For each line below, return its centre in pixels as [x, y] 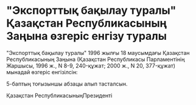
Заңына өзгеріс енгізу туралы [87, 36]
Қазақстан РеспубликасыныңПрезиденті [59, 95]
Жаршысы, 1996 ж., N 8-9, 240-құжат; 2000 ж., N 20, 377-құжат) [91, 65]
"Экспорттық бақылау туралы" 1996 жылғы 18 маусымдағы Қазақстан [98, 52]
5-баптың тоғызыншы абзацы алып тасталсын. [67, 84]
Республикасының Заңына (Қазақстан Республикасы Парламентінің [96, 59]
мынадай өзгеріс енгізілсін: [42, 72]
